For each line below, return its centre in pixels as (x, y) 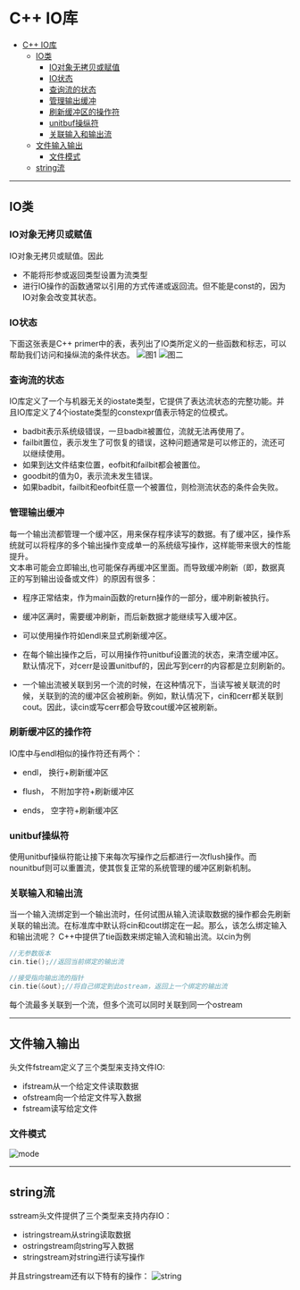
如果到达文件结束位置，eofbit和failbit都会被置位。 (113, 465)
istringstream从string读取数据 (76, 1235)
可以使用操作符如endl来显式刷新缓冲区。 (97, 635)
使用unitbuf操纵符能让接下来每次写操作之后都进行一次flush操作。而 (133, 857)
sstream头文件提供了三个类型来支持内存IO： (91, 1215)
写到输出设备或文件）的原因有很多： (91, 578)
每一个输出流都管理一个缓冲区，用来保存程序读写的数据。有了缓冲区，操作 (146, 533)
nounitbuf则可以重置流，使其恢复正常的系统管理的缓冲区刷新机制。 (133, 868)
